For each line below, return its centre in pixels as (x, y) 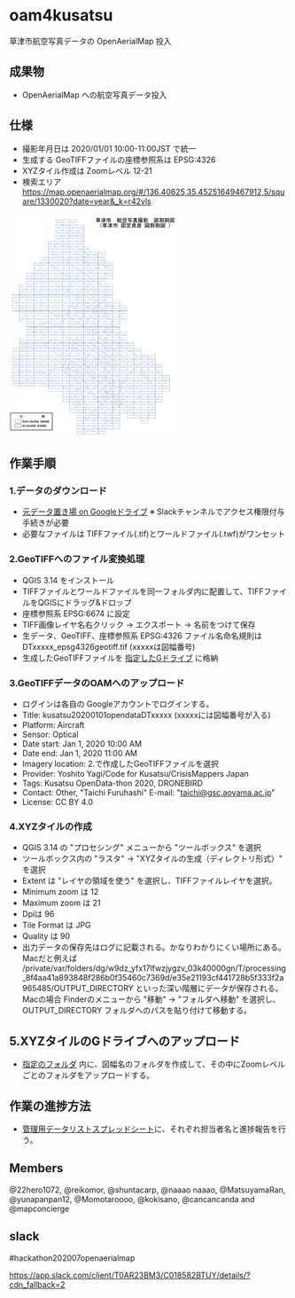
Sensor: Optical (50, 735)
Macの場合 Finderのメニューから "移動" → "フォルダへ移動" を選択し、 (151, 999)
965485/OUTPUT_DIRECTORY (78, 989)
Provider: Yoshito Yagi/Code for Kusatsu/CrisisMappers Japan (136, 774)
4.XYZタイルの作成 (51, 826)
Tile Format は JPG (56, 925)
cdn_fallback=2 (37, 1284)
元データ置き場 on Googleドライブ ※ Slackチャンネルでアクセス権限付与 (153, 512)
